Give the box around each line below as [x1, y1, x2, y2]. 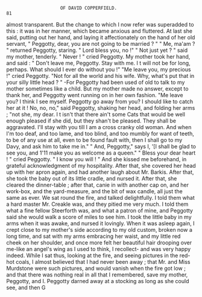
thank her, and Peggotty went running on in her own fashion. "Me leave [6, 92, 183, 98]
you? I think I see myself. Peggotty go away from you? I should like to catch [6, 98, 194, 105]
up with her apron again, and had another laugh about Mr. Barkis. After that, [6, 168, 194, 176]
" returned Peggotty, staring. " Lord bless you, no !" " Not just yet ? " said [6, 46, 188, 54]
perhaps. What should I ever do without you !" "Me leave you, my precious [6, 66, 191, 73]
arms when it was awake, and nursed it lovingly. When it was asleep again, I [6, 220, 195, 227]
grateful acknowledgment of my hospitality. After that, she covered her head [6, 162, 196, 169]
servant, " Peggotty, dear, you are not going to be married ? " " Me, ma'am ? [6, 40, 195, 47]
